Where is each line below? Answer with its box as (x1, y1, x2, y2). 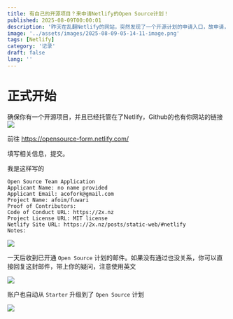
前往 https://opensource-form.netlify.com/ (7, 134, 129, 143)
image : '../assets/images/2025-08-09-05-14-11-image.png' (7, 29, 180, 37)
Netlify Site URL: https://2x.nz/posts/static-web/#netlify (7, 221, 187, 228)
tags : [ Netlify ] (7, 36, 55, 43)
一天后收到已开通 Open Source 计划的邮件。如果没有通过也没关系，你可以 (7, 253, 217, 262)
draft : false (7, 50, 45, 57)
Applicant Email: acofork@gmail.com (7, 190, 114, 197)
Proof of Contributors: (7, 202, 77, 210)
